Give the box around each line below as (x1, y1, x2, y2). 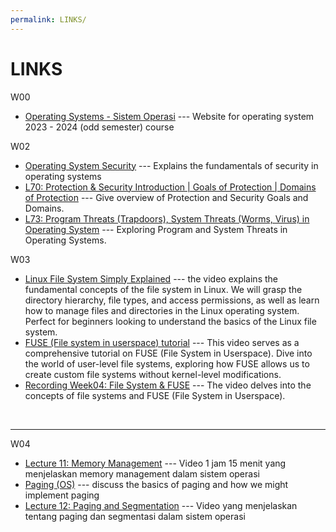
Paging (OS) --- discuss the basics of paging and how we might (24, 478, 289, 490)
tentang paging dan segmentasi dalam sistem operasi (24, 510, 246, 522)
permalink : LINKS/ (10, 14, 87, 25)
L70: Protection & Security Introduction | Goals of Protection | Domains (24, 181, 317, 193)
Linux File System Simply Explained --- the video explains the (24, 272, 278, 285)
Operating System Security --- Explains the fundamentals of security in (24, 159, 319, 171)
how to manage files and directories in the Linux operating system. (24, 304, 300, 316)
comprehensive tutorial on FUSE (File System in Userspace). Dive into (24, 347, 313, 359)
